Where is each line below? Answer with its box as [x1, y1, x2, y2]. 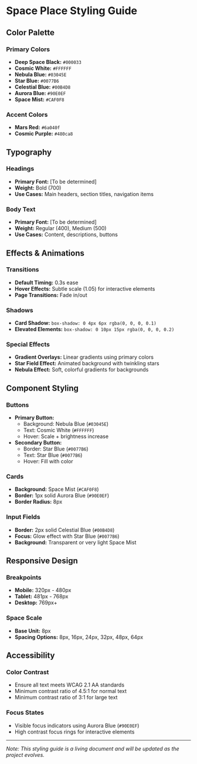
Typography [6, 147, 52, 157]
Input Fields [6, 513, 40, 521]
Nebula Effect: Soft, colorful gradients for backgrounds [14, 366, 149, 373]
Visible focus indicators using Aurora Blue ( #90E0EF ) [14, 722, 140, 729]
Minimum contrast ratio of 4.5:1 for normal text [14, 688, 127, 695]
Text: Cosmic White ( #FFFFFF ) [23, 427, 94, 434]
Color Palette [6, 28, 55, 38]
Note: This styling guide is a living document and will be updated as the [6, 745, 180, 752]
